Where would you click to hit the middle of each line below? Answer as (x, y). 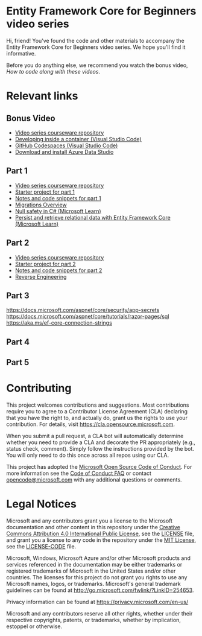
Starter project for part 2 (46, 264)
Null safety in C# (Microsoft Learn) (58, 211)
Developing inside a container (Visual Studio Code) (78, 139)
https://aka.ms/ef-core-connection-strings (59, 323)
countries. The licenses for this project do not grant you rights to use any (97, 577)
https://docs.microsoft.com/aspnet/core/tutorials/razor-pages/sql (88, 316)
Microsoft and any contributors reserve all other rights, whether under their (99, 614)
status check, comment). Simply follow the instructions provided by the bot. (100, 449)
